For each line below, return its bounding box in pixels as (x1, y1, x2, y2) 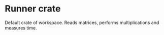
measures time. (5, 24, 38, 30)
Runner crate (5, 3, 61, 14)
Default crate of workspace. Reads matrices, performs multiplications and (5, 19, 159, 25)
